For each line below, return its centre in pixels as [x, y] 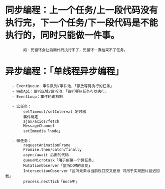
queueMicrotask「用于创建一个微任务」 [60, 160]
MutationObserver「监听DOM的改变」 [58, 165]
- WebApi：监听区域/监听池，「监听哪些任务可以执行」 [60, 91]
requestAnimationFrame [47, 145]
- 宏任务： [22, 106]
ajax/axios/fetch [41, 121]
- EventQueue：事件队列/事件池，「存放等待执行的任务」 [63, 86]
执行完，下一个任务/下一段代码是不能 [81, 23]
